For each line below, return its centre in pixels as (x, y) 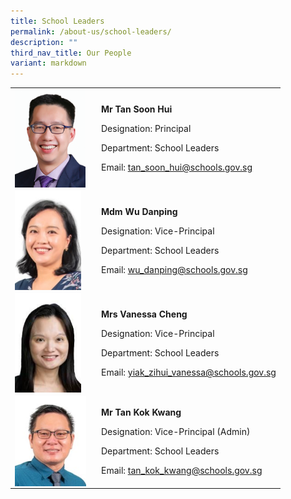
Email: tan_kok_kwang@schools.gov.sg (182, 470)
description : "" (44, 42)
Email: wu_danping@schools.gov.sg (174, 269)
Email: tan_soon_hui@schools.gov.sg (177, 167)
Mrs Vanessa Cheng (144, 314)
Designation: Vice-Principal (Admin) (176, 431)
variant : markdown (48, 63)
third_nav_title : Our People (71, 53)
